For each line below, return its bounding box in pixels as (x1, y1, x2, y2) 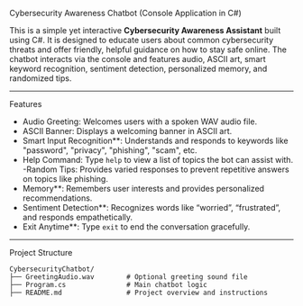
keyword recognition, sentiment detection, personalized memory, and (9, 63, 268, 74)
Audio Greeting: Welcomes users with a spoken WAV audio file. (22, 116, 258, 127)
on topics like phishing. (22, 174, 108, 184)
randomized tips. (9, 73, 72, 84)
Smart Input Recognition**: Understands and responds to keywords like (22, 135, 289, 146)
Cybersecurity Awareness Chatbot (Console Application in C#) (9, 8, 242, 18)
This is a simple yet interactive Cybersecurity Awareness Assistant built (9, 25, 281, 35)
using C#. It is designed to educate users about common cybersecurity (9, 35, 274, 45)
